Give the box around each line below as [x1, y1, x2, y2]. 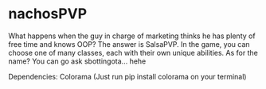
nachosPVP [8, 5, 88, 23]
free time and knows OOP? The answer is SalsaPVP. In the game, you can [8, 39, 250, 48]
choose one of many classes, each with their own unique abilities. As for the [8, 48, 259, 57]
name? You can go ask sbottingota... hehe [8, 56, 147, 66]
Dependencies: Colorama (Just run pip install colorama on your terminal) [8, 72, 247, 81]
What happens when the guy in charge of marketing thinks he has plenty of [8, 31, 256, 41]
